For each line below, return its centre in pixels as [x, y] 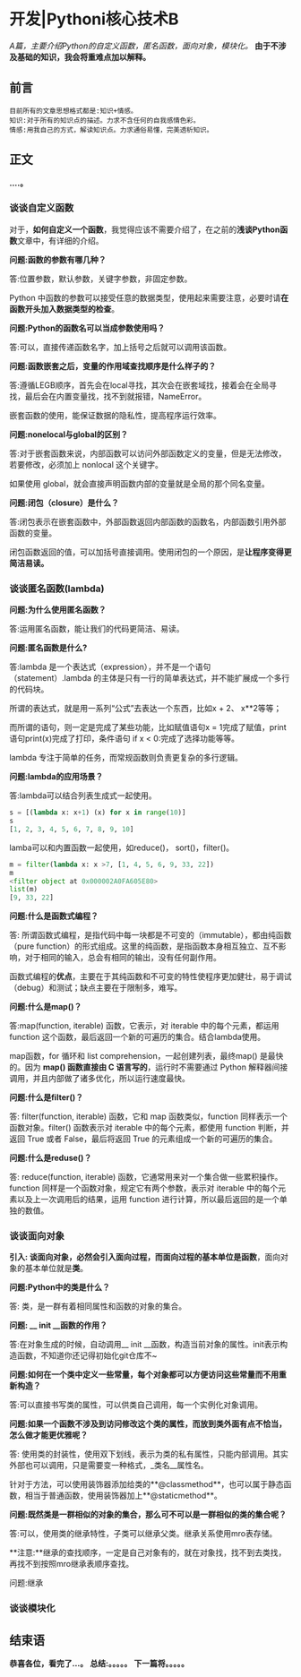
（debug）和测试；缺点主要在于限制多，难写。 [96, 988]
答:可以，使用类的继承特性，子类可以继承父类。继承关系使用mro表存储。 [143, 1534]
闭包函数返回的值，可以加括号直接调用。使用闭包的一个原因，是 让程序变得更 [150, 552]
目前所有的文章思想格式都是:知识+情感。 [73, 111]
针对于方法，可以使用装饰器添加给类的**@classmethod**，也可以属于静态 [146, 1484]
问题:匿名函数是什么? [48, 648]
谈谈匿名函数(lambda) [57, 589]
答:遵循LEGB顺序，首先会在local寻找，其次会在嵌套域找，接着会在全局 [139, 385]
